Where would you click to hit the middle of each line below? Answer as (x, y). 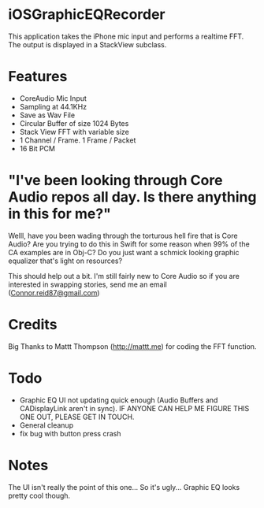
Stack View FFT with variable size (74, 132)
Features (38, 77)
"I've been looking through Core (115, 181)
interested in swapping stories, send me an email (87, 284)
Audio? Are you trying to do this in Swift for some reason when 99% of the (129, 244)
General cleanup (46, 425)
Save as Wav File (47, 115)
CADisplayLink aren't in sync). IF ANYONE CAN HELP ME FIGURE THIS (134, 408)
